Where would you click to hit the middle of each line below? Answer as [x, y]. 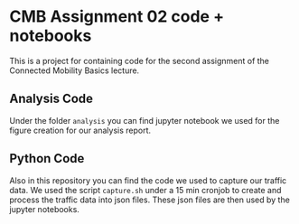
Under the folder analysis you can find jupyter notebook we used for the [145, 120]
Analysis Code [51, 99]
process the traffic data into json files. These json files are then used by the [150, 200]
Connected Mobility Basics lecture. [75, 70]
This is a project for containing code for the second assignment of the [139, 61]
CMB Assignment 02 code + [117, 17]
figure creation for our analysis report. [80, 130]
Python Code [47, 159]
